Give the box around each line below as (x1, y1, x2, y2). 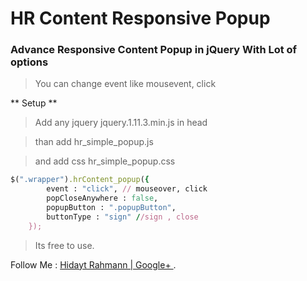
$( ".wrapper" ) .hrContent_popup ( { (10, 175, 150, 185)
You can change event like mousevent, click (34, 78, 217, 90)
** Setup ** (10, 97, 58, 109)
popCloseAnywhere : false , (46, 193, 159, 204)
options (10, 55, 49, 69)
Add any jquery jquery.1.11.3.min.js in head (34, 117, 208, 129)
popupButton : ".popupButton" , (46, 203, 177, 213)
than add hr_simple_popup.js (34, 136, 154, 148)
